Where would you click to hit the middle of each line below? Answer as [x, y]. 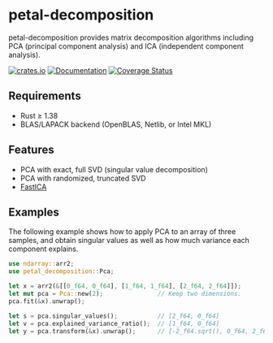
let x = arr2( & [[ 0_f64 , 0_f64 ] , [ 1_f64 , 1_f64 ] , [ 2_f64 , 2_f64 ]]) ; [125, 286]
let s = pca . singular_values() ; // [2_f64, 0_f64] [114, 316]
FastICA [33, 187]
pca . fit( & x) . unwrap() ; [47, 301]
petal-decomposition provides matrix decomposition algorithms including [131, 37]
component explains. [43, 249]
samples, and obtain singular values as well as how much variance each [129, 241]
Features [31, 150]
